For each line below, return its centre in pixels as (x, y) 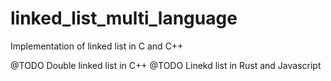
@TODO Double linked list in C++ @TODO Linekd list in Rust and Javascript (166, 65)
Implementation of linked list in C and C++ (97, 46)
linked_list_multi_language (124, 18)
